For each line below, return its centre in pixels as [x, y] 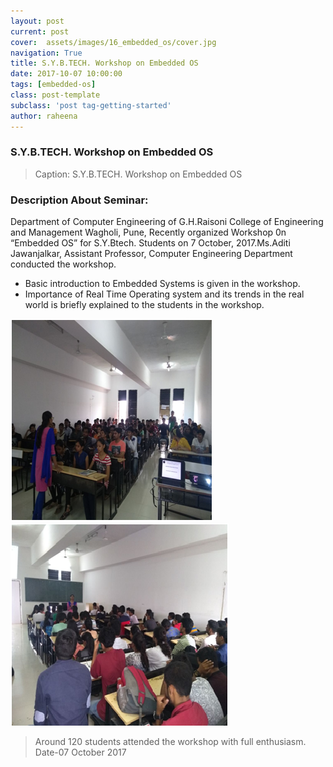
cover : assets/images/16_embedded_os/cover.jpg [113, 42]
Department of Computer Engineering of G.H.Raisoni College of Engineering [167, 222]
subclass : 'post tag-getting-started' [91, 105]
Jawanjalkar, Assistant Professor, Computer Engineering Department [151, 254]
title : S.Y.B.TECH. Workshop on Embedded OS [104, 63]
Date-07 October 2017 [80, 752]
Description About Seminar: [79, 200]
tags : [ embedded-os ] [53, 85]
